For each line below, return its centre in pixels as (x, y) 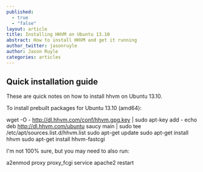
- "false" (24, 23)
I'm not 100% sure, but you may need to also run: (68, 151)
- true (20, 18)
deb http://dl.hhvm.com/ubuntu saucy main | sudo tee (74, 126)
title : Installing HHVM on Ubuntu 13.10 (58, 35)
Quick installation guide (52, 82)
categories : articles (34, 57)
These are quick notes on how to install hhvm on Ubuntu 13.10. (84, 96)
